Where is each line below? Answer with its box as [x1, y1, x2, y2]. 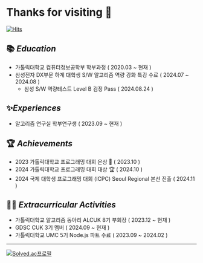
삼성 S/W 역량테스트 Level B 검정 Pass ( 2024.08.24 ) [24, 85, 154, 93]
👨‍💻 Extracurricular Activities [6, 200, 117, 210]
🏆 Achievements [6, 138, 73, 149]
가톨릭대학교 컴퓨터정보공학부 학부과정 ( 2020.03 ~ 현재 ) [14, 63, 152, 71]
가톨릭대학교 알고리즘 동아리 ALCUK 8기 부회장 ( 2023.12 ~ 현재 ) [14, 216, 171, 224]
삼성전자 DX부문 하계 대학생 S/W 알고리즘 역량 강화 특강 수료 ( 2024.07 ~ [14, 71, 189, 78]
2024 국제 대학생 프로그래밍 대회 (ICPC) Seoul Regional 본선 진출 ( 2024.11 [14, 175, 195, 183]
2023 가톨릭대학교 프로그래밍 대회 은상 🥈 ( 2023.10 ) [14, 158, 141, 166]
